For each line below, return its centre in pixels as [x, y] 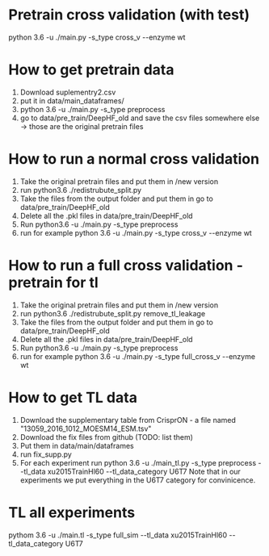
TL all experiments [72, 512]
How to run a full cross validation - [126, 265]
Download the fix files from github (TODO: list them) [107, 437]
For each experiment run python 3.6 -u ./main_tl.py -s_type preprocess [138, 462]
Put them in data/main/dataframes [77, 445]
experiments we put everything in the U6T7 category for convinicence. [138, 480]
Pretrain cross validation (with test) [129, 15]
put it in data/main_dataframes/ [72, 100]
